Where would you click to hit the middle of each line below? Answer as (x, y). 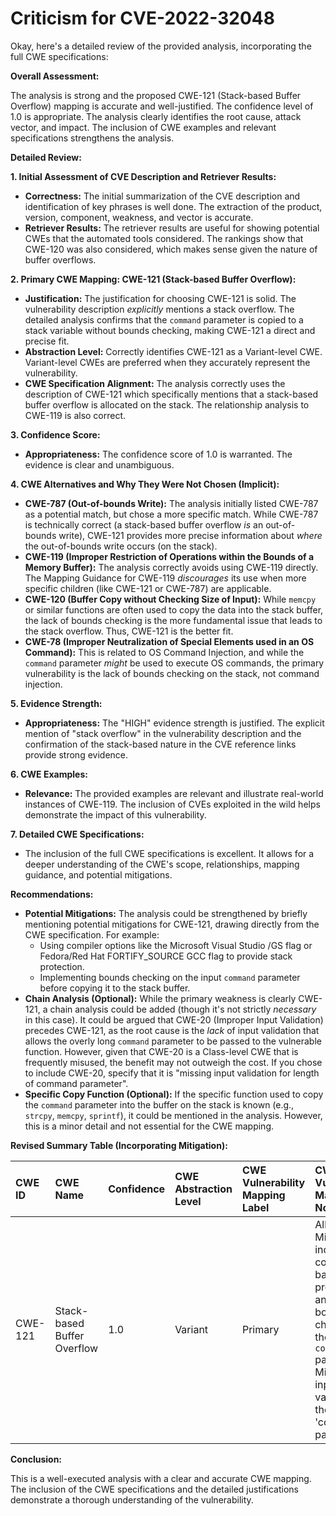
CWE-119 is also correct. (75, 415)
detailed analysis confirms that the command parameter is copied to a (164, 319)
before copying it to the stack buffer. (115, 988)
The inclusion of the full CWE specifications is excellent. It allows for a (169, 853)
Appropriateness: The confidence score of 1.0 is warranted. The (158, 454)
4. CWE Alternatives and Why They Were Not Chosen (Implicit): (145, 484)
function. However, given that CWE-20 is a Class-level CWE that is (161, 1051)
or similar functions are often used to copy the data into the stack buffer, (174, 609)
